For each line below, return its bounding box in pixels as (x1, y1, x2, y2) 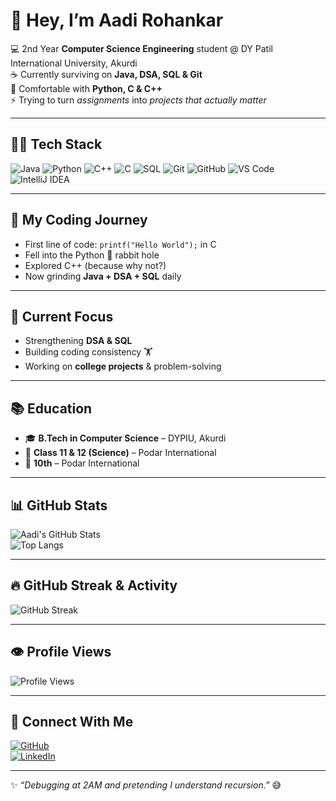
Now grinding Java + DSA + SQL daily (24, 270, 182, 282)
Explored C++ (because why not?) (24, 259, 167, 271)
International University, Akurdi (10, 57, 138, 69)
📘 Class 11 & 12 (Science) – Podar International (24, 447, 217, 459)
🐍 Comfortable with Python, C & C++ (10, 82, 163, 94)
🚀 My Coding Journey (10, 212, 148, 229)
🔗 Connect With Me (10, 714, 134, 731)
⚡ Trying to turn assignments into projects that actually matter (10, 94, 267, 106)
